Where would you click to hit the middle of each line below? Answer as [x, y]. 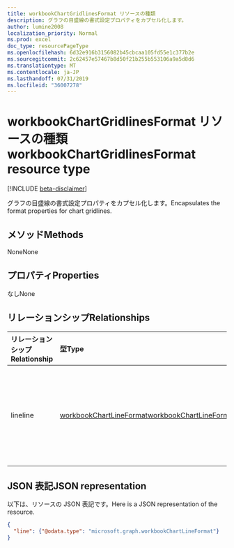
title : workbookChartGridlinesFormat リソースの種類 [81, 14]
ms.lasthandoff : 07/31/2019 [48, 79]
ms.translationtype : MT [42, 66]
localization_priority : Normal [53, 33]
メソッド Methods [45, 235]
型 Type [72, 348]
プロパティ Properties [53, 275]
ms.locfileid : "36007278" [45, 85]
